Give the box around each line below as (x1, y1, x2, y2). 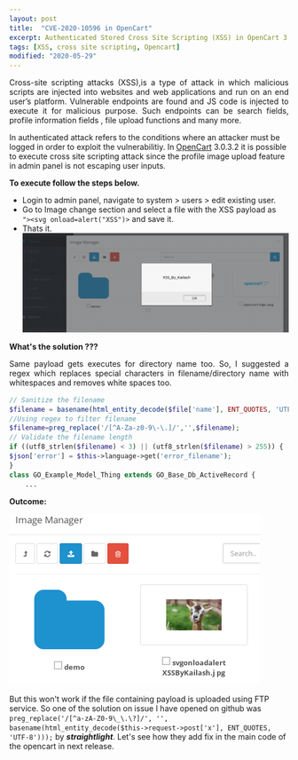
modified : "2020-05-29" (9, 51, 98, 61)
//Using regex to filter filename (9, 414, 137, 424)
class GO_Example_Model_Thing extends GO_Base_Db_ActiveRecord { (9, 471, 255, 479)
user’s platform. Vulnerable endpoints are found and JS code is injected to (9, 96, 289, 107)
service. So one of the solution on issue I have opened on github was (9, 702, 262, 714)
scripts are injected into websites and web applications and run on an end (9, 87, 289, 98)
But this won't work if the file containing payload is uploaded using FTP (9, 693, 270, 704)
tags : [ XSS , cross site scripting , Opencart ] (9, 43, 180, 51)
